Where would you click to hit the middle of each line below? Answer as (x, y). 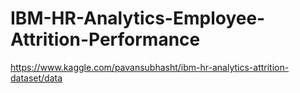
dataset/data (36, 78)
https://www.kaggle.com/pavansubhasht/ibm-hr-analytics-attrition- (150, 67)
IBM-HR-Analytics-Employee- (138, 18)
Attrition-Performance (105, 39)
